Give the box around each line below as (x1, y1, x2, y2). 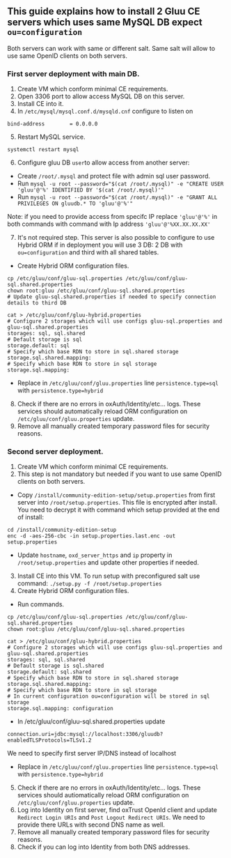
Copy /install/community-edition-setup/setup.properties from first (17, 491, 216, 499)
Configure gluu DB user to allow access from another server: (17, 158, 190, 167)
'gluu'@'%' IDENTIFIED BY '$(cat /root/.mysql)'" (17, 187, 165, 194)
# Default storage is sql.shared (7, 662, 104, 670)
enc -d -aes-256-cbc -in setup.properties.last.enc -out (7, 533, 176, 539)
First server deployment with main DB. (7, 69, 140, 79)
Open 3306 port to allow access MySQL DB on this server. (17, 92, 185, 100)
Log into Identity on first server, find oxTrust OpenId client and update (17, 806, 218, 814)
